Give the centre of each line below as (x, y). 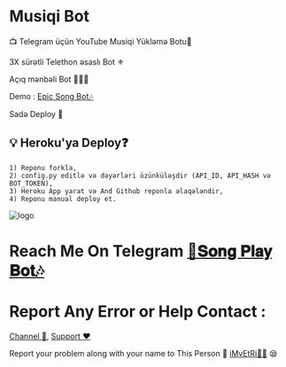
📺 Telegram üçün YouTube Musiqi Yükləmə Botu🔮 (100, 41)
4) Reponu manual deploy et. (63, 199)
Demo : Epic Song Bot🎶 (51, 96)
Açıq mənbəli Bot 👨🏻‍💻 (49, 79)
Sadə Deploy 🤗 (36, 113)
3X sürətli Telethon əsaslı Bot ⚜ (67, 62)
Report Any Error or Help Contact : (138, 312)
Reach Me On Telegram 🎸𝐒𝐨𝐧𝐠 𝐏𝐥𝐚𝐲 (141, 251)
